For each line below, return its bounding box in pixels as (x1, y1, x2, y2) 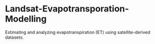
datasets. (5, 34, 24, 40)
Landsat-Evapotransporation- (5, 3, 129, 14)
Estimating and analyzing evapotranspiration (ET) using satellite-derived (5, 29, 151, 35)
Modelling (5, 13, 47, 24)
